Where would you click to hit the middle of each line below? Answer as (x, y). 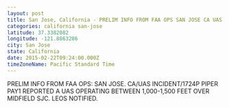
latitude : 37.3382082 (38, 32)
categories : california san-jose (55, 26)
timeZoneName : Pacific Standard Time (61, 64)
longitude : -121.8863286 (43, 39)
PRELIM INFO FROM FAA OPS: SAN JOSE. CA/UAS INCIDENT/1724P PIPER (112, 83)
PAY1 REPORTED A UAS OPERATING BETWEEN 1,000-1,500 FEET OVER (108, 91)
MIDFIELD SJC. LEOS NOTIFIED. (52, 98)
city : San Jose (29, 45)
